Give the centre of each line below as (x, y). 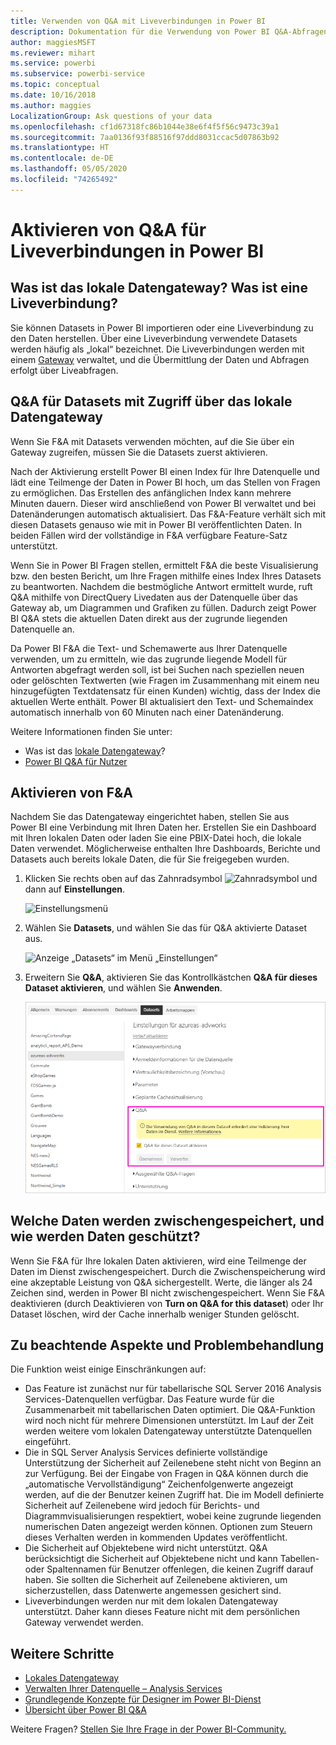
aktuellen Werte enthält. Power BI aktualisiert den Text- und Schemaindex (162, 701)
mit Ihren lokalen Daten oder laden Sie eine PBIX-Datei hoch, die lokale (156, 838)
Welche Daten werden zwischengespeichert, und (167, 1221)
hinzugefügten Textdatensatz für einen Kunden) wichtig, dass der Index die (165, 691)
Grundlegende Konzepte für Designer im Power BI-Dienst (143, 1699)
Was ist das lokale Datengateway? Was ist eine (159, 288)
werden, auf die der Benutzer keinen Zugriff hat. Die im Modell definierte (174, 1495)
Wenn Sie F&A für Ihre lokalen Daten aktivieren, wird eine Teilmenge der (158, 1261)
